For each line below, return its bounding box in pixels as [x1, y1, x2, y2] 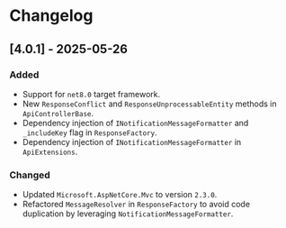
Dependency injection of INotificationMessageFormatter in [22, 136, 242, 147]
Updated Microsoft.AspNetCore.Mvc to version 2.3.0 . [22, 189, 218, 200]
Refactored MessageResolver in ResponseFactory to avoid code [22, 199, 250, 210]
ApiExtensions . [22, 146, 78, 157]
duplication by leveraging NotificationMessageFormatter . [22, 208, 234, 219]
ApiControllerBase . [22, 107, 94, 118]
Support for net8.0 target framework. [22, 88, 160, 99]
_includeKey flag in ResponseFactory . [22, 127, 157, 138]
